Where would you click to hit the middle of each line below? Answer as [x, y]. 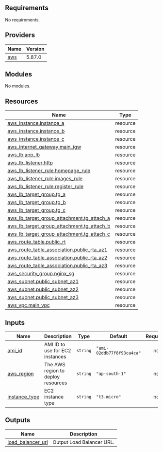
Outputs [18, 420]
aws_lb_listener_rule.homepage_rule [49, 171]
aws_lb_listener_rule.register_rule [46, 187]
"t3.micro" [109, 397]
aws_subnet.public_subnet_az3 [43, 298]
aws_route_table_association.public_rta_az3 [57, 266]
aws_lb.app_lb [24, 155]
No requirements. [23, 19]
